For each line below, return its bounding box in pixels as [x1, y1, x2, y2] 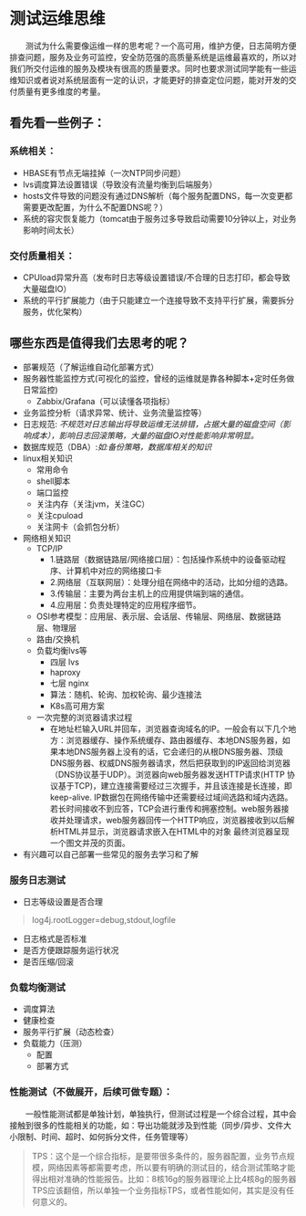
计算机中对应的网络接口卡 [66, 565, 162, 576]
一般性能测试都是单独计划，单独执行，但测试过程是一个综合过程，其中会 [25, 1108, 297, 1119]
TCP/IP [36, 542, 64, 553]
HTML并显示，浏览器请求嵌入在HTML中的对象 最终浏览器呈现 [57, 825, 290, 836]
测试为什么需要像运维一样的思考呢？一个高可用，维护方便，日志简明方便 [25, 40, 297, 51]
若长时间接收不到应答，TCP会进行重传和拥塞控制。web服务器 [49, 802, 282, 813]
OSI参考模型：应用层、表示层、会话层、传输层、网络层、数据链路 [36, 611, 282, 622]
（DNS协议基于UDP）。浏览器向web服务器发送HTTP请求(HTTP [49, 769, 285, 780]
